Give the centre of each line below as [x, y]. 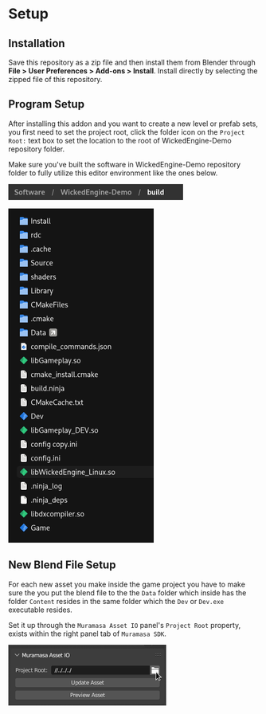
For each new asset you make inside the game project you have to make [127, 584]
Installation [37, 43]
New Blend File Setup [62, 565]
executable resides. [41, 610]
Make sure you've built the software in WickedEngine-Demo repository [125, 164]
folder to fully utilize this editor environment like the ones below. [113, 173]
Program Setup [47, 104]
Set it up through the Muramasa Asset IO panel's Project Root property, [125, 625]
